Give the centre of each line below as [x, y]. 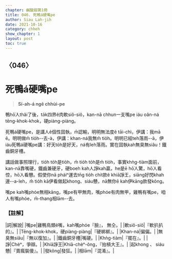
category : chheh [23, 29]
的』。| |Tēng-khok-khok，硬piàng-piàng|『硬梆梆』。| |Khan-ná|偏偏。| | [82, 232]
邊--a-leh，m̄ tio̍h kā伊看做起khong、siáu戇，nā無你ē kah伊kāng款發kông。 [86, 181]
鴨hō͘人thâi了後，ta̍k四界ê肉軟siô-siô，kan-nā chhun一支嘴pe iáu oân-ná [82, 115]
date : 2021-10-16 [24, 24]
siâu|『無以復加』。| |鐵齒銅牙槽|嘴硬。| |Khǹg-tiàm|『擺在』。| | [81, 238]
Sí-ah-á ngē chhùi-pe [41, 104]
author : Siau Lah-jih [28, 19]
